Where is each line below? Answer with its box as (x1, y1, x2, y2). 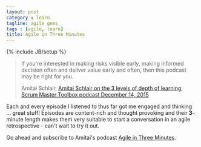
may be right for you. (21, 73, 74, 80)
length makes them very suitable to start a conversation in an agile (24, 116, 191, 123)
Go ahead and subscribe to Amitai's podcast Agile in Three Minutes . (6, 134, 177, 142)
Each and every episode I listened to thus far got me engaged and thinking (6, 103, 193, 110)
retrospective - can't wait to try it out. (6, 122, 100, 129)
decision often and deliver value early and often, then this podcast (21, 66, 186, 73)
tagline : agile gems (6, 20, 59, 26)
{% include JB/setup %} (6, 48, 67, 55)
